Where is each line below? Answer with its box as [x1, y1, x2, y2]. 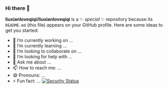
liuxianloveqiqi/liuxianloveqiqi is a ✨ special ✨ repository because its [5, 16, 153, 23]
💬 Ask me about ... [12, 59, 51, 65]
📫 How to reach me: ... [12, 65, 62, 71]
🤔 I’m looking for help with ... [12, 54, 73, 60]
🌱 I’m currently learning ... [12, 43, 67, 49]
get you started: [5, 28, 39, 34]
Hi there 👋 [5, 5, 31, 12]
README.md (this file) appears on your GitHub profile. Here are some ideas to [5, 22, 163, 28]
